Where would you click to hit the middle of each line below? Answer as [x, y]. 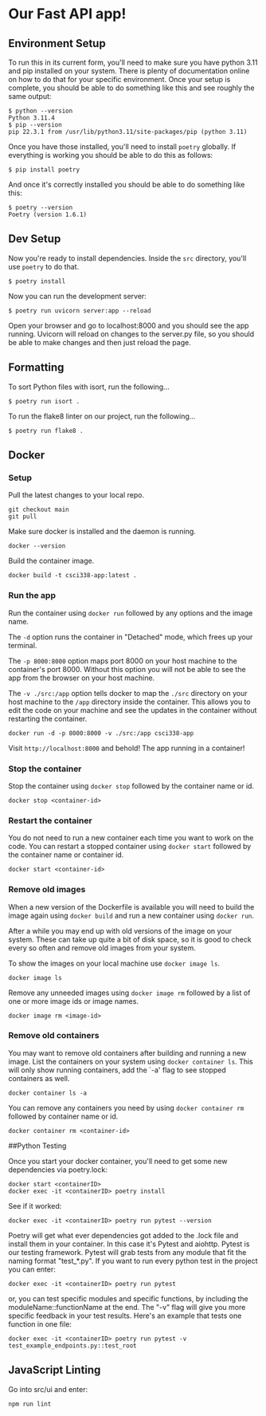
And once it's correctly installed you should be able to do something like [127, 185]
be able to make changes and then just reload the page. [100, 342]
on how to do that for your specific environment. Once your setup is [119, 79]
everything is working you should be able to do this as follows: [111, 155]
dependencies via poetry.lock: [58, 1170]
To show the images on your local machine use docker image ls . [114, 963]
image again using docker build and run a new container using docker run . [131, 915]
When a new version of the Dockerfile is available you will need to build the [131, 907]
